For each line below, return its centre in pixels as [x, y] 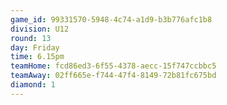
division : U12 [40, 29]
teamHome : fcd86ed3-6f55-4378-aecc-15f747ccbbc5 [113, 66]
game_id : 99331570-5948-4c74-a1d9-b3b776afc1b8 [111, 19]
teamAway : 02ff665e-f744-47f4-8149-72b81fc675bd [113, 76]
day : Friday [35, 47]
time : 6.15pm [37, 57]
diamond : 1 [33, 85]
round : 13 [31, 38]
